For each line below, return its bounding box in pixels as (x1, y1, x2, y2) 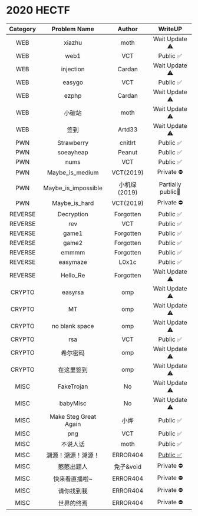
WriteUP (158, 25, 183, 33)
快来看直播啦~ (52, 475, 93, 483)
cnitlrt (120, 138, 136, 147)
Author (117, 25, 138, 33)
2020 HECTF (6, 4, 71, 17)
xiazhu (64, 38, 82, 47)
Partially (159, 180, 181, 188)
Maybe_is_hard (52, 199, 94, 207)
